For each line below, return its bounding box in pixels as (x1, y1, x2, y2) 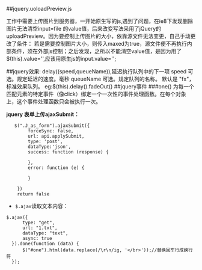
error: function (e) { (28, 165, 85, 171)
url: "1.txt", (22, 225, 58, 231)
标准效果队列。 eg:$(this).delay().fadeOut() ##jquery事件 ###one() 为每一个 (6, 83, 194, 90)
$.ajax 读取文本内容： (14, 203, 69, 209)
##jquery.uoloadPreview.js (6, 5, 72, 12)
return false (17, 191, 50, 197)
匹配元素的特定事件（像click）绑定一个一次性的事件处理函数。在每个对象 (6, 90, 186, 97)
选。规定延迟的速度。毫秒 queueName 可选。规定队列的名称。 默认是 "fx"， (6, 75, 194, 82)
